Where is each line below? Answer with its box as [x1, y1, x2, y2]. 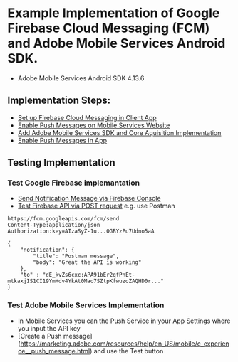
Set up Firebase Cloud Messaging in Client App [17, 113, 157, 122]
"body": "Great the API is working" [33, 259, 142, 266]
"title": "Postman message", [33, 252, 120, 260]
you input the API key [17, 324, 81, 332]
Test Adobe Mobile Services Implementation [7, 300, 165, 310]
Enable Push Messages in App [17, 136, 108, 144]
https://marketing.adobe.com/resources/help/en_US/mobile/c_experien [20, 339, 229, 348]
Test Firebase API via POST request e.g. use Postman [17, 201, 175, 211]
